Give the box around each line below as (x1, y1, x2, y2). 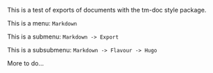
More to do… (7, 59, 44, 67)
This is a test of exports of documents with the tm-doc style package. (7, 6, 207, 14)
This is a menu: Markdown (7, 19, 78, 27)
